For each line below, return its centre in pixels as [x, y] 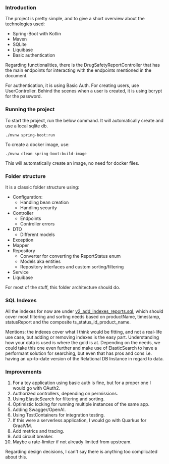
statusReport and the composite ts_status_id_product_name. [68, 322]
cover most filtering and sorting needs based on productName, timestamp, [83, 317]
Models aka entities [40, 261]
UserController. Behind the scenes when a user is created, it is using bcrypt [84, 91]
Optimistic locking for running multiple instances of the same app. [81, 404]
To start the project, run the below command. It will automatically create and [84, 120]
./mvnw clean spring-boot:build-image [46, 154]
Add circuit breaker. [33, 437]
